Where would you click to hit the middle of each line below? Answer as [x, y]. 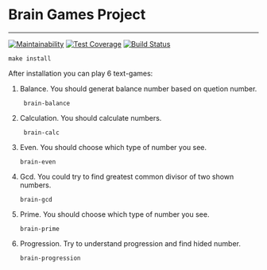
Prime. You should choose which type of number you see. [114, 214]
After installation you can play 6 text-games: [81, 73]
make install [30, 58]
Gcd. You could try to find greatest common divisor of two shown [127, 176]
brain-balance [47, 103]
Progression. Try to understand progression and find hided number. [130, 243]
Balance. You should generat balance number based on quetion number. [138, 88]
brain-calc [41, 133]
